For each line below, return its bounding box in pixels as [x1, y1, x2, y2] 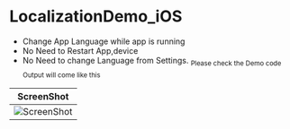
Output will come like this [22, 70, 101, 80]
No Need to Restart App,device [22, 45, 139, 56]
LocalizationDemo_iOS [9, 6, 183, 27]
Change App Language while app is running [22, 36, 186, 47]
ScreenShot [17, 90, 69, 102]
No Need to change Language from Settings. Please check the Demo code [22, 55, 282, 68]
